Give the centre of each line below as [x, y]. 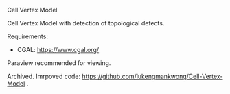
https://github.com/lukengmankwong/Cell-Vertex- [152, 76]
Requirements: [27, 36]
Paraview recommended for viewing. [59, 63]
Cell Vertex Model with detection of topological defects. [86, 23]
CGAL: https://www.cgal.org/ [58, 50]
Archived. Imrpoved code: [44, 76]
